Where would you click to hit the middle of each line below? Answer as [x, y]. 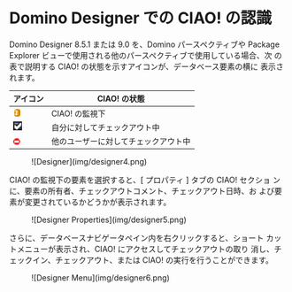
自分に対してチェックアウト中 [106, 127]
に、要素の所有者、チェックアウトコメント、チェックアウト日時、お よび [142, 190]
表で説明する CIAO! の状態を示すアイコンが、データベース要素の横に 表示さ [147, 66]
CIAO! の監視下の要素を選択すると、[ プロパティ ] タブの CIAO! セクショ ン [145, 180]
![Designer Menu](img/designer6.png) [100, 277]
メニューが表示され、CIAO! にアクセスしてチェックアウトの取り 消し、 [145, 249]
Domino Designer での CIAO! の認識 [141, 18]
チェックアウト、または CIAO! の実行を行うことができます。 [165, 260]
